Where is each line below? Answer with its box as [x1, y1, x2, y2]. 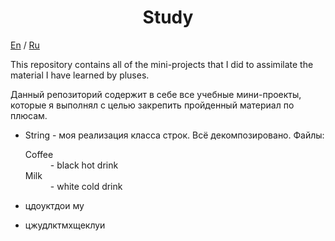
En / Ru [10, 39, 40, 51]
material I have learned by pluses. [10, 69, 150, 81]
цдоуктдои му [24, 199, 85, 211]
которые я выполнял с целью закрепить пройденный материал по [10, 99, 295, 111]
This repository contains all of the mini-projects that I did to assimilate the [10, 58, 314, 70]
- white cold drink [49, 180, 123, 192]
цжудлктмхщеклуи [24, 219, 106, 231]
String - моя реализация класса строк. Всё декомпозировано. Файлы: [24, 129, 325, 141]
